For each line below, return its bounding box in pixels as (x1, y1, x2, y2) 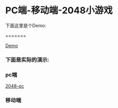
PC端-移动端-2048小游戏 (5, 5, 113, 16)
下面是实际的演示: (5, 56, 50, 63)
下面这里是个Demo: (5, 22, 46, 29)
